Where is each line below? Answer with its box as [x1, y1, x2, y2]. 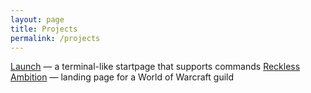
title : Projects [10, 24, 78, 34]
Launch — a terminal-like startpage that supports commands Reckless [10, 61, 301, 73]
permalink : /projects [10, 33, 101, 43]
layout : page [10, 14, 65, 25]
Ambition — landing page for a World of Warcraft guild [10, 71, 235, 83]
